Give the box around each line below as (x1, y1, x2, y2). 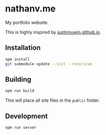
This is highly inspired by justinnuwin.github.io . (5, 29, 101, 35)
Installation (5, 43, 41, 52)
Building (5, 75, 31, 84)
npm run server (5, 125, 37, 130)
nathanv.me (5, 3, 56, 14)
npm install (5, 57, 30, 62)
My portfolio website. (5, 19, 49, 25)
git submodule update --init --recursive (5, 61, 93, 66)
